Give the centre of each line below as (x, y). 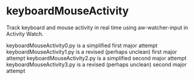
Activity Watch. (25, 33)
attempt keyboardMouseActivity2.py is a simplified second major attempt (96, 58)
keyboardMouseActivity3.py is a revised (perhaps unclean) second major (96, 64)
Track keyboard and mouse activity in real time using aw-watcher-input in (97, 27)
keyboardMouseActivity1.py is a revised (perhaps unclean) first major (92, 51)
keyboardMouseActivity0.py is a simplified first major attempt (82, 45)
